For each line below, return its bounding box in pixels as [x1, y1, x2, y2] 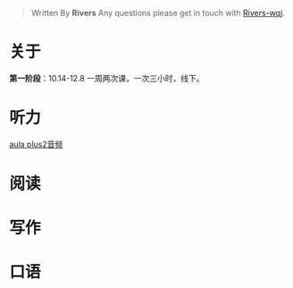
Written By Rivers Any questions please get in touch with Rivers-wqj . [30, 8, 286, 18]
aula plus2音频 [9, 139, 63, 149]
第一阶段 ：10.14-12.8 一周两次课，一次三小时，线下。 [9, 72, 205, 83]
